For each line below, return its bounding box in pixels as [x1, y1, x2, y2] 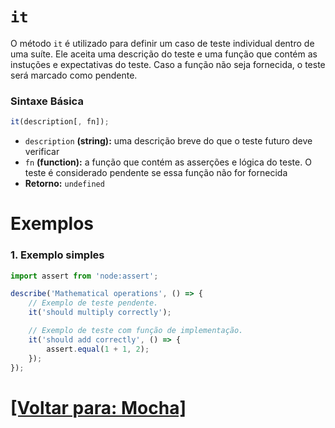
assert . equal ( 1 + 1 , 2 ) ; [46, 344, 150, 354]
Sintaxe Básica [10, 94, 84, 108]
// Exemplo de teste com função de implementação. [28, 326, 244, 336]
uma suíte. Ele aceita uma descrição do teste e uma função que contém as [10, 48, 318, 60]
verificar [24, 146, 60, 158]
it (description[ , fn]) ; [10, 117, 110, 127]
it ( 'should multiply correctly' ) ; [28, 308, 172, 318]
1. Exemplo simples [10, 248, 105, 262]
